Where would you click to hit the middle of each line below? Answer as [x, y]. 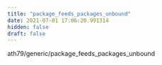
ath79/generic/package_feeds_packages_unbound [81, 54]
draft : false [27, 34]
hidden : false [28, 27]
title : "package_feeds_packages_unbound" [69, 14]
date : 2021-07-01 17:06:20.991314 [58, 20]
